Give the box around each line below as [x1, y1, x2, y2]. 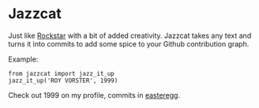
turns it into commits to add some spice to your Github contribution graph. [8, 39, 250, 48]
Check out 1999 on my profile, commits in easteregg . [8, 90, 180, 99]
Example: [8, 54, 39, 64]
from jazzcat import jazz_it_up [8, 69, 114, 77]
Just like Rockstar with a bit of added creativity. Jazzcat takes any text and [8, 31, 252, 40]
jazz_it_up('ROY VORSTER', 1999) [8, 76, 118, 84]
